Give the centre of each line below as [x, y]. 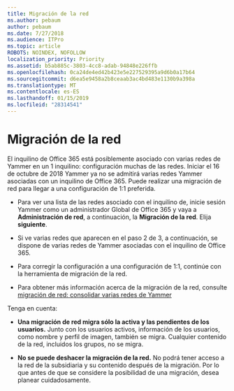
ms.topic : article [34, 46]
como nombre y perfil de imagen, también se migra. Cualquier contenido [122, 336]
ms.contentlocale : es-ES [43, 92]
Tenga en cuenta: [32, 308]
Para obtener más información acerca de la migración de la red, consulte [122, 287]
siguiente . [32, 224]
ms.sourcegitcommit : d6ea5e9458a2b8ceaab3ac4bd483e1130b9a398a [101, 79]
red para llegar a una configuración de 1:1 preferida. [81, 188]
